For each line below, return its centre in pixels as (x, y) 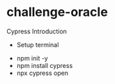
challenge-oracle (58, 12)
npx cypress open (43, 73)
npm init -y (32, 58)
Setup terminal (38, 44)
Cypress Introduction (37, 31)
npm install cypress (45, 65)
